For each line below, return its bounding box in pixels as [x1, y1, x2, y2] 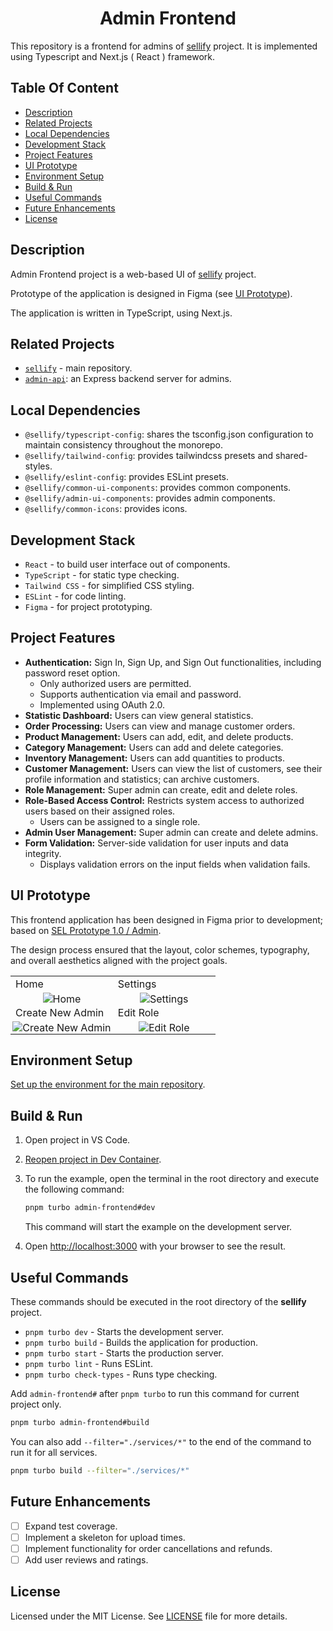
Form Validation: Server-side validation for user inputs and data [24, 837, 289, 849]
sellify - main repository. [24, 362, 133, 374]
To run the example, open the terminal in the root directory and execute [24, 1173, 320, 1185]
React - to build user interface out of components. [24, 558, 231, 570]
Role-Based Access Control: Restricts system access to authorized [24, 794, 305, 806]
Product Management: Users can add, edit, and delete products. [24, 730, 294, 742]
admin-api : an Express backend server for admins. [24, 373, 232, 385]
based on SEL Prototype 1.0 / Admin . [10, 924, 162, 936]
